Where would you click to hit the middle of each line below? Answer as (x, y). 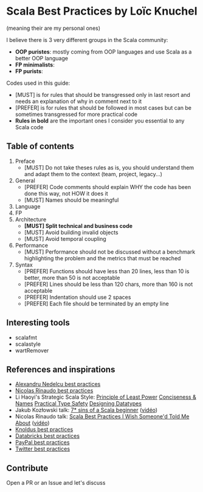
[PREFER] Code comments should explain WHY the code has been (108, 187)
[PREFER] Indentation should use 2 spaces (77, 297)
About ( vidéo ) (32, 423)
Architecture (31, 219)
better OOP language (42, 58)
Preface (25, 161)
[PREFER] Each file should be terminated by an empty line (96, 304)
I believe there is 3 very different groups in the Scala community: (87, 40)
